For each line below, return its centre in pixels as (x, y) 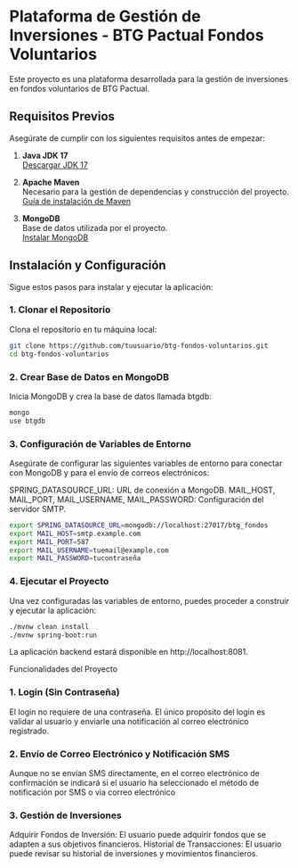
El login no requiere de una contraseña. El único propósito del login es (137, 712)
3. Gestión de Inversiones (65, 815)
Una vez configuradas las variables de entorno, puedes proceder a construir (149, 600)
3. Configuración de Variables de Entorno (100, 443)
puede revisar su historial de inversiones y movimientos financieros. (133, 854)
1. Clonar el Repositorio (60, 310)
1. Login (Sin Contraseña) (64, 692)
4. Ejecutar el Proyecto (59, 582)
